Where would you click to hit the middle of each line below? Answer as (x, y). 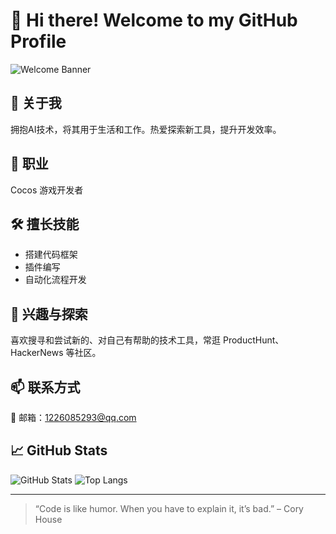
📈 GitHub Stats (59, 450)
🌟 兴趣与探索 (49, 314)
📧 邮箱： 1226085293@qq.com (73, 417)
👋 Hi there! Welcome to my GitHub (154, 20)
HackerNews (37, 353)
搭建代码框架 (51, 255)
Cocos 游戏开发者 (47, 190)
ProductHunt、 (253, 340)
